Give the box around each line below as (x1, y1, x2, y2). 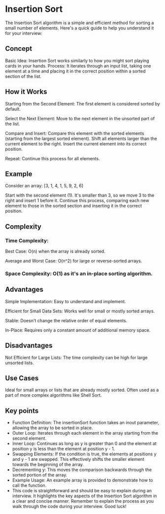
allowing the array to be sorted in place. (12, 425, 93, 431)
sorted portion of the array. (12, 472, 67, 478)
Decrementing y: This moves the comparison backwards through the (12, 467, 152, 473)
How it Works (5, 88, 47, 96)
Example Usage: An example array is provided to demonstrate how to (12, 477, 153, 483)
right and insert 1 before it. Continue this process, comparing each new (5, 198, 149, 204)
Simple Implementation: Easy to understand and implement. (5, 298, 126, 304)
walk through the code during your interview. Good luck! (12, 504, 127, 510)
